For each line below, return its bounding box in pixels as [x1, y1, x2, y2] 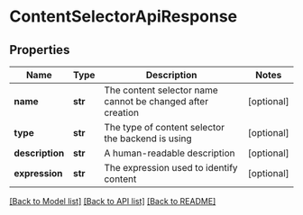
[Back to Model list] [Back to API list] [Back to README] [9, 196, 216, 206]
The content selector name [103, 84, 218, 96]
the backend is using [103, 132, 192, 145]
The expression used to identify [103, 162, 238, 174]
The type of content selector [103, 121, 225, 133]
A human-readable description [103, 147, 236, 159]
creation [103, 106, 140, 119]
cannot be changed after [103, 95, 209, 107]
